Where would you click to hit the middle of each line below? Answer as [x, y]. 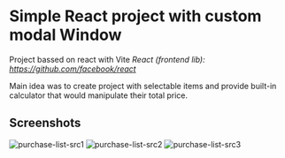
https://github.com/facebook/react [73, 69]
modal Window [65, 35]
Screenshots [45, 123]
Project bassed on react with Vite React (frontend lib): [107, 59]
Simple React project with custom [135, 16]
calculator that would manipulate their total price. [99, 95]
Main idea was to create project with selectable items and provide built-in [143, 86]
